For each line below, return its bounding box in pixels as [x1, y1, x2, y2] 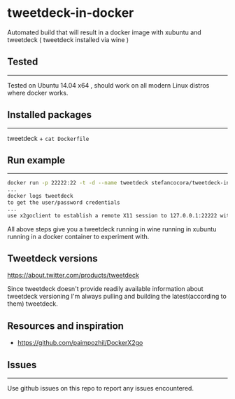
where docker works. [7, 88, 69, 97]
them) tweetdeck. [7, 299, 58, 308]
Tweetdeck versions [7, 252, 98, 264]
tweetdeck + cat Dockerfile [7, 134, 90, 142]
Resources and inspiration [7, 320, 124, 332]
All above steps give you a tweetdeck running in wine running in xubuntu [7, 224, 217, 233]
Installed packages [7, 109, 92, 121]
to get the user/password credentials [7, 199, 120, 206]
